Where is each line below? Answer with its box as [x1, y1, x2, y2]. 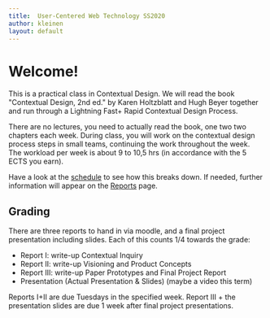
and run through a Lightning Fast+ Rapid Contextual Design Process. [8, 107, 238, 116]
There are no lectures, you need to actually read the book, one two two [8, 122, 246, 132]
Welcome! [8, 62, 79, 81]
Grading [8, 204, 50, 218]
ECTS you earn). [8, 156, 63, 167]
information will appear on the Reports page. [8, 181, 159, 191]
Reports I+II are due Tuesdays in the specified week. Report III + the [8, 292, 236, 302]
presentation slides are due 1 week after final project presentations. [8, 301, 234, 311]
